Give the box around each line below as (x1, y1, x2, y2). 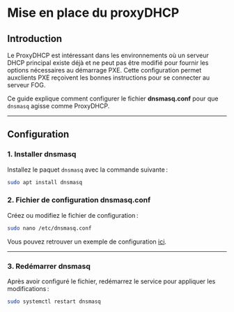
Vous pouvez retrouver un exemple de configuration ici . (7, 237, 167, 246)
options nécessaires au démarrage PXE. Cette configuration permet (7, 66, 202, 74)
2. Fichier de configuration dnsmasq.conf (7, 195, 151, 205)
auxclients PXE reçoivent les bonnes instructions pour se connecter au (7, 73, 210, 82)
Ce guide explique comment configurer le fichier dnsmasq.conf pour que (7, 94, 219, 103)
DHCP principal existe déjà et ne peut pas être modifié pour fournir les (7, 59, 209, 67)
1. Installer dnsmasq (7, 149, 77, 159)
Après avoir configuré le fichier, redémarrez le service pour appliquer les (7, 277, 216, 285)
